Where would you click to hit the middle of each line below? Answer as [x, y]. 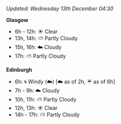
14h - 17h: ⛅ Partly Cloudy [47, 115]
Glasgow [17, 20]
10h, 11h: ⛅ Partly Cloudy [45, 99]
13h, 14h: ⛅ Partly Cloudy [46, 38]
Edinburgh [19, 70]
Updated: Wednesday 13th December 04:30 [60, 9]
